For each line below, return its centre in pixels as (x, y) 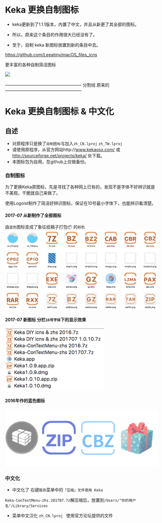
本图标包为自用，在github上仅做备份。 (50, 162)
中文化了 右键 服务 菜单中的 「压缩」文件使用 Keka (57, 490)
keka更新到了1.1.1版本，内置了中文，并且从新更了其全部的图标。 (75, 24)
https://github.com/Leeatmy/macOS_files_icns (51, 54)
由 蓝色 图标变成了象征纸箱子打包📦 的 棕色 (45, 227)
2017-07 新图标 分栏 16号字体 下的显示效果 (46, 319)
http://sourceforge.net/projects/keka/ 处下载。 (58, 155)
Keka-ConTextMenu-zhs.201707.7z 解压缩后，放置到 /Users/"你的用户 (71, 500)
